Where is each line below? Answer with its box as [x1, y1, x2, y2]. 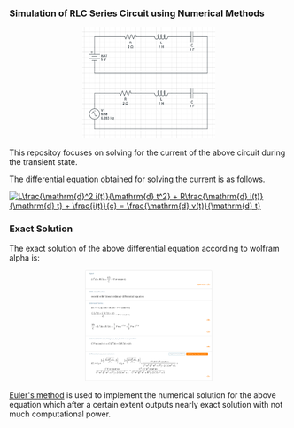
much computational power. [9, 409, 112, 419]
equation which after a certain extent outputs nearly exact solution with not [9, 399, 283, 409]
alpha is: [9, 252, 40, 263]
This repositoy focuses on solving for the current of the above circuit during [9, 147, 286, 158]
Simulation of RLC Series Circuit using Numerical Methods [9, 7, 265, 19]
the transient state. [9, 157, 78, 167]
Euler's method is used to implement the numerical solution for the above [9, 389, 276, 401]
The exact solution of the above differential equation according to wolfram [9, 243, 281, 253]
